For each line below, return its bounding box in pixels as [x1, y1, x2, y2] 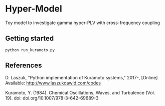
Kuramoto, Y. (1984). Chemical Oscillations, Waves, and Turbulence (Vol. [5, 89, 155, 95]
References [5, 61, 42, 70]
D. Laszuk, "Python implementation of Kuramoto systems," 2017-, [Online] [5, 74, 158, 80]
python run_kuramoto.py [5, 47, 55, 53]
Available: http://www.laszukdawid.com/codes [5, 80, 101, 86]
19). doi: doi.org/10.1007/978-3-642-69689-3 [5, 95, 99, 101]
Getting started [5, 34, 54, 43]
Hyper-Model [5, 3, 63, 15]
